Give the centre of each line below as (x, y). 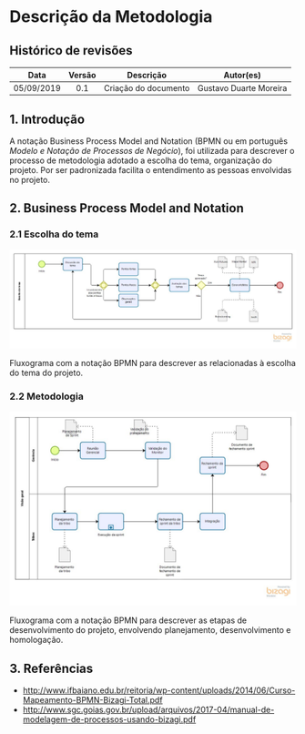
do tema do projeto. (46, 373)
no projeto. (30, 180)
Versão (82, 75)
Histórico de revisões (71, 51)
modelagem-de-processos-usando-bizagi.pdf (109, 719)
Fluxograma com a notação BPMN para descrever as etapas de (128, 620)
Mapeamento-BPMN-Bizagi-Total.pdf (92, 700)
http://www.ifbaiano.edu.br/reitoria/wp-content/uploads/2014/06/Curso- (159, 690)
